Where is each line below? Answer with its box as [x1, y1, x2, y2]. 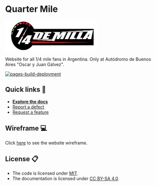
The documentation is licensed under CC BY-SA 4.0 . [12, 176, 120, 182]
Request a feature [12, 109, 49, 115]
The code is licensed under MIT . [12, 170, 78, 177]
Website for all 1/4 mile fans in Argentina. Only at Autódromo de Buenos [5, 56, 152, 62]
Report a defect [12, 104, 45, 110]
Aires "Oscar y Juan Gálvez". [5, 61, 64, 67]
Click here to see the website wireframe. [5, 140, 88, 146]
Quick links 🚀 [5, 85, 46, 94]
